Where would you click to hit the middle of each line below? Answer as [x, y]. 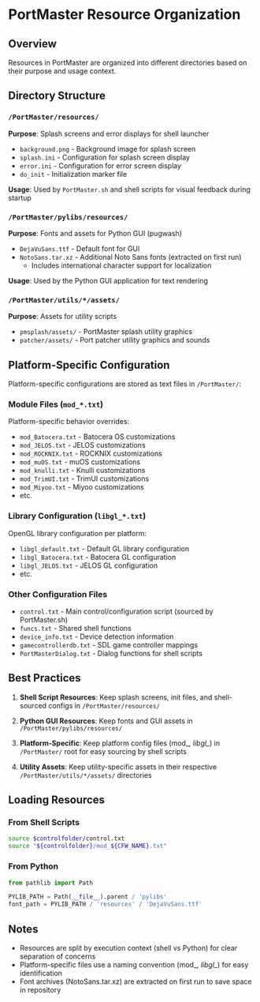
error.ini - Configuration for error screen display [100, 165]
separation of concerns [58, 956]
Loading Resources [56, 800]
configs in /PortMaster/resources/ [104, 705]
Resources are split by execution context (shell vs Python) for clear [128, 948]
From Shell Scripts [44, 823]
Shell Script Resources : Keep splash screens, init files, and [116, 697]
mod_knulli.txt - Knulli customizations [82, 471]
